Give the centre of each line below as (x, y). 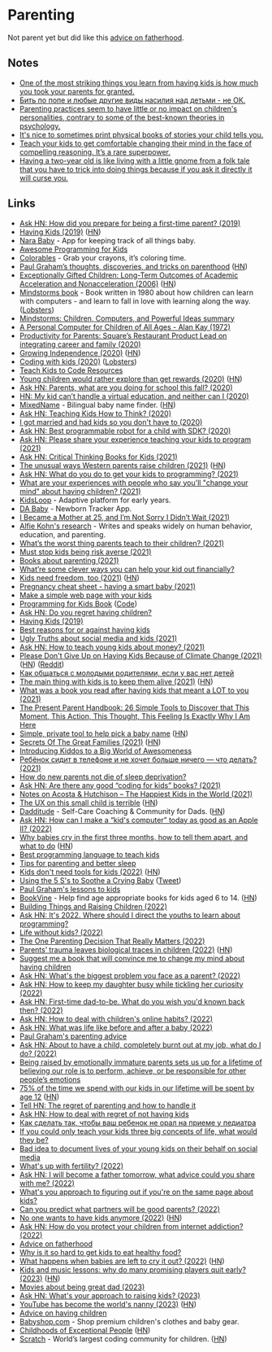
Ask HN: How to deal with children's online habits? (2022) (116, 1018)
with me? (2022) (47, 1183)
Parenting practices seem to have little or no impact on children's (128, 108)
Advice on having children (63, 1313)
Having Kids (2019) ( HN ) (60, 232)
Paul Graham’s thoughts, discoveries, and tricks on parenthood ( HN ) (134, 266)
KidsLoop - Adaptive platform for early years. (95, 500)
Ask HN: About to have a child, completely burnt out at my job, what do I (140, 1044)
